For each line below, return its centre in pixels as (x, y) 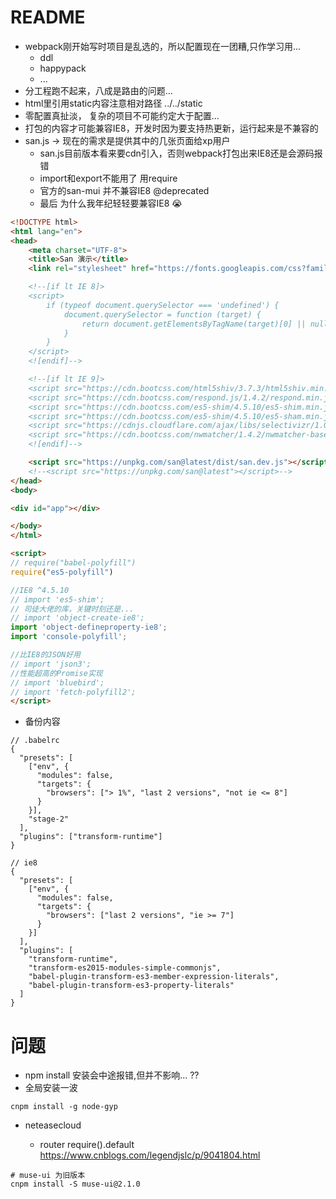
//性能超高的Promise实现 (56, 673)
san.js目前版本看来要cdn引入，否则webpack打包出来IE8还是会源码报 (181, 153)
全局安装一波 (51, 1088)
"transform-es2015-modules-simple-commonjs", (125, 968)
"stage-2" (49, 819)
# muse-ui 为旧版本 (48, 1176)
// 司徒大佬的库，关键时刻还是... (72, 609)
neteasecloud (53, 1125)
